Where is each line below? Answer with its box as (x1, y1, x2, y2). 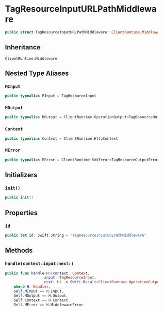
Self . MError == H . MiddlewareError (14, 302, 83, 307)
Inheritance (5, 43, 41, 51)
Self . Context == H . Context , (14, 297, 70, 303)
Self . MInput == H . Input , (14, 289, 64, 294)
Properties (5, 209, 38, 217)
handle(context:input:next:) (5, 261, 74, 266)
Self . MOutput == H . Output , (14, 293, 68, 298)
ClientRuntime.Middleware (5, 56, 57, 61)
